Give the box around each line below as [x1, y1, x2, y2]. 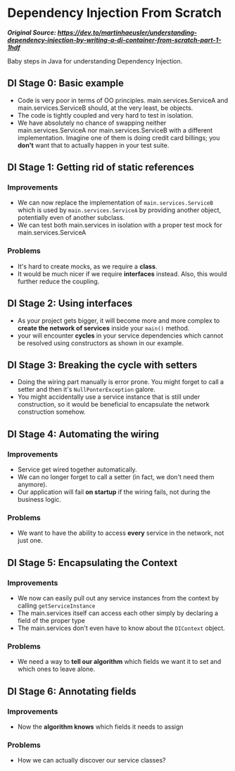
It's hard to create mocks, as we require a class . [17, 262, 158, 271]
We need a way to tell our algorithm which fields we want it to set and [17, 658, 222, 666]
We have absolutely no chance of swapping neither [17, 118, 167, 127]
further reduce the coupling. [17, 277, 100, 285]
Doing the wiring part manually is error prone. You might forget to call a [17, 378, 224, 386]
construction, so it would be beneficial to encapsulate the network [17, 400, 210, 409]
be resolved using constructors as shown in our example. [17, 338, 184, 347]
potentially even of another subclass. [17, 214, 125, 222]
